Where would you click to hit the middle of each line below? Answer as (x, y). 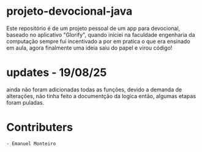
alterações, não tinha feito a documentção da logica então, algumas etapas (101, 96)
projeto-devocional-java (69, 11)
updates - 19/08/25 (57, 73)
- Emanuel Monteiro (31, 143)
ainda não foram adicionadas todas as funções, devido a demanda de (94, 89)
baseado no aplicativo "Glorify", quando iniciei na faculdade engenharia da (101, 34)
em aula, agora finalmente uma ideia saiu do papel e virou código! (89, 48)
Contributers (40, 127)
